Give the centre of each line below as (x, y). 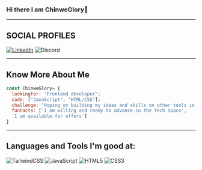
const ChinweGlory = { (33, 88)
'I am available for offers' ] (49, 117)
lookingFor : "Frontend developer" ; (56, 94)
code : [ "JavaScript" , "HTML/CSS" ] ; (56, 99)
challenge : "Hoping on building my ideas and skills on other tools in (103, 105)
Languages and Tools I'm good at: (71, 146)
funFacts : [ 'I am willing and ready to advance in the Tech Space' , (99, 111)
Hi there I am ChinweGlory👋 (47, 10)
